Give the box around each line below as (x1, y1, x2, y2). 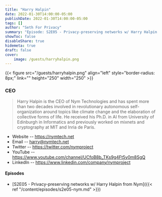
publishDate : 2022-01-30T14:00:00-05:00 (5, 16, 88, 21)
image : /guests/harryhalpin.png (14, 57, 79, 62)
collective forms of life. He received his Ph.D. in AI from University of (16, 114, 154, 119)
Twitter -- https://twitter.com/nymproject (12, 144, 94, 149)
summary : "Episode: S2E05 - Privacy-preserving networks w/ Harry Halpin (5, 30, 158, 34)
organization (16, 109, 42, 115)
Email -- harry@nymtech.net (12, 139, 69, 145)
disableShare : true (5, 39, 45, 44)
